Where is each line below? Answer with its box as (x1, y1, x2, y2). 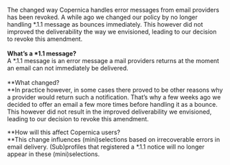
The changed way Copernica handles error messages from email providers (7, 6, 220, 14)
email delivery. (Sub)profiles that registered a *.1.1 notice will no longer (7, 143, 205, 151)
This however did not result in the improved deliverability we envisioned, (7, 107, 212, 116)
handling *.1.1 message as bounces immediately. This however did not (7, 21, 204, 28)
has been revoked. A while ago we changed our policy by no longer (7, 13, 198, 21)
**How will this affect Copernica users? (7, 128, 121, 136)
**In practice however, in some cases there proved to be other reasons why (7, 86, 223, 94)
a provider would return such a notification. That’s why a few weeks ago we (7, 93, 221, 101)
